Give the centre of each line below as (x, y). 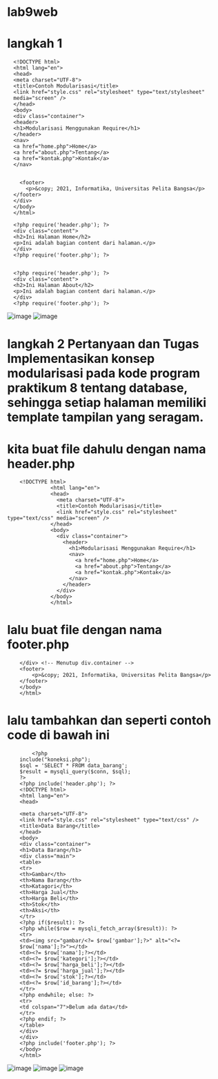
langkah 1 (35, 44)
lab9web (33, 12)
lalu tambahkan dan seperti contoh (109, 721)
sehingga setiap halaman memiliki (107, 403)
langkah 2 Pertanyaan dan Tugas (103, 344)
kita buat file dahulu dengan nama (107, 449)
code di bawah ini (59, 735)
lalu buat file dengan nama (85, 630)
